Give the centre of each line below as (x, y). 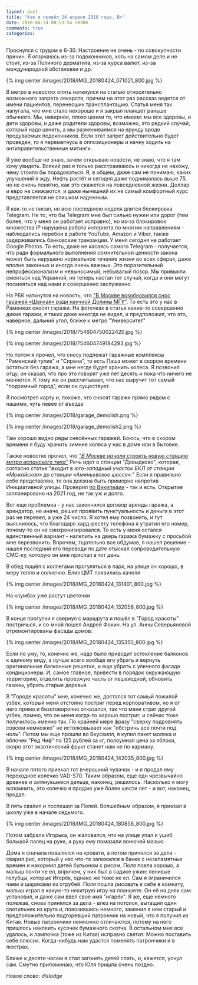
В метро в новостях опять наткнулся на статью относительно (84, 92)
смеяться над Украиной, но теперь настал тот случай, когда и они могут (98, 278)
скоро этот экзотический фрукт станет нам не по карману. (80, 747)
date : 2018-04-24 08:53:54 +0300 (47, 22)
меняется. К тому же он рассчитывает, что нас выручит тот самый (90, 380)
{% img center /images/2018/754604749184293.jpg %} (74, 343)
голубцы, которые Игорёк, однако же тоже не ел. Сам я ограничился (93, 878)
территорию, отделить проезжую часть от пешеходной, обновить (89, 679)
